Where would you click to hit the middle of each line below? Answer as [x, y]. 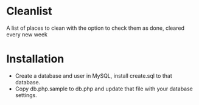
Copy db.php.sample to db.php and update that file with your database [104, 89]
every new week [27, 34]
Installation [35, 59]
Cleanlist [30, 11]
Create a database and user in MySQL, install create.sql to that [93, 76]
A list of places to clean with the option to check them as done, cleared [95, 28]
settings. [26, 95]
